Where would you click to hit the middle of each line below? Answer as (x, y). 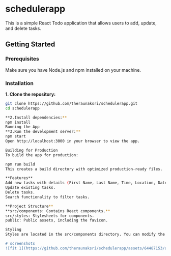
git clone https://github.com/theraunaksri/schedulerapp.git (72, 103)
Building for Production (32, 150)
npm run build (20, 164)
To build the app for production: (42, 155)
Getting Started (30, 45)
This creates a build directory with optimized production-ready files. (84, 169)
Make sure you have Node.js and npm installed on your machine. (73, 70)
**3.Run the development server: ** (43, 132)
